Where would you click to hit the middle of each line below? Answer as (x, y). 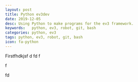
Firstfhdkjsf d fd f (23, 56)
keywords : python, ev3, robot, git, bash (51, 28)
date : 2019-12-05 (23, 19)
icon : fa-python (22, 42)
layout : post (19, 10)
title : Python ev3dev (27, 14)
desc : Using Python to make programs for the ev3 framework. (69, 23)
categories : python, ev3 (31, 33)
